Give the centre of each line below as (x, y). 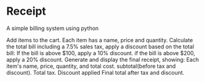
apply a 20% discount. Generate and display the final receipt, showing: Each (103, 59)
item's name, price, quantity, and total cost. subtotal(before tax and (91, 66)
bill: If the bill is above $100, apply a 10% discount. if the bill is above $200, (101, 53)
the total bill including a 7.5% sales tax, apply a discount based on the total (100, 47)
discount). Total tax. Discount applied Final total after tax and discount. (95, 72)
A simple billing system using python (53, 28)
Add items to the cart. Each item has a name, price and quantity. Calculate (100, 40)
